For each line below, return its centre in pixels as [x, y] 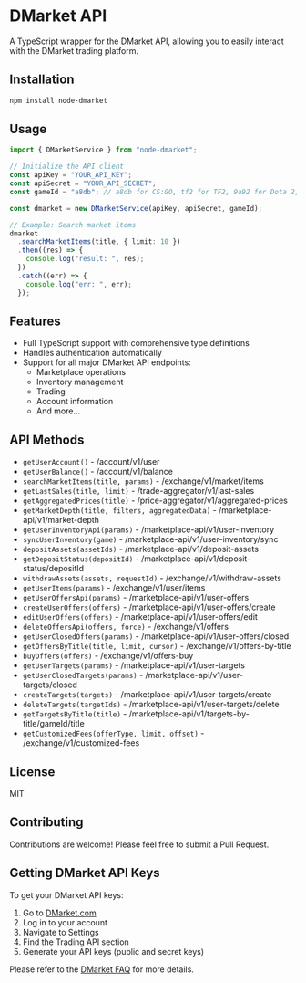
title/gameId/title [53, 724]
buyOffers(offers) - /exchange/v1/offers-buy [108, 656]
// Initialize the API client [67, 167]
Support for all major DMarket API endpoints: [107, 362]
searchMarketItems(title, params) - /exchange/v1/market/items [143, 481]
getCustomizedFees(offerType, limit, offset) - [113, 733]
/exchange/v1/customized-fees [81, 743]
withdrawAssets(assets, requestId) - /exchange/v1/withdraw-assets [152, 578]
